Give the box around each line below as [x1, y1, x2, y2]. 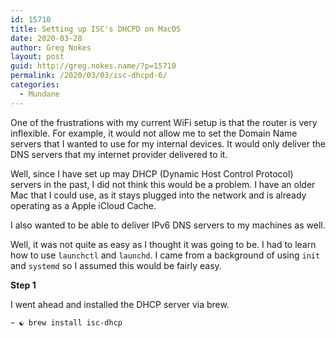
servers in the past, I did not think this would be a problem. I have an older [10, 178, 316, 190]
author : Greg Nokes [10, 42, 92, 53]
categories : [10, 80, 60, 90]
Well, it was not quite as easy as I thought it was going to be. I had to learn [10, 238, 317, 250]
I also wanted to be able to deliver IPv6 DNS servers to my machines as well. [10, 219, 326, 231]
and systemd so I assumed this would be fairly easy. [10, 259, 222, 271]
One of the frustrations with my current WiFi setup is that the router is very [10, 116, 318, 128]
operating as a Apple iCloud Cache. [10, 199, 157, 211]
